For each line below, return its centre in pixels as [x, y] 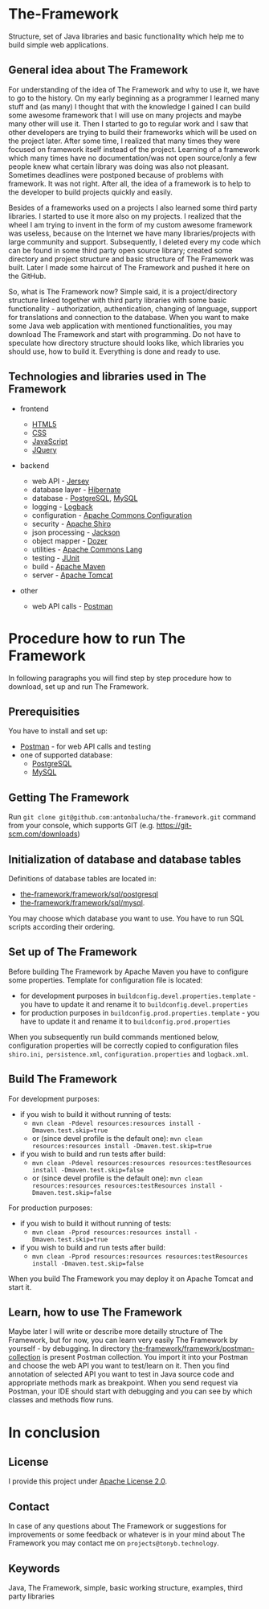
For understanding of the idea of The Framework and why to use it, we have [134, 89]
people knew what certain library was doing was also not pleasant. [118, 166]
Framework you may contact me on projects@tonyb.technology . [114, 1543]
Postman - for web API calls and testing [85, 747]
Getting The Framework [69, 797]
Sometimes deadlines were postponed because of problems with [116, 174]
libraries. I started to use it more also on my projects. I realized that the [125, 216]
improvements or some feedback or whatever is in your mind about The [127, 1535]
